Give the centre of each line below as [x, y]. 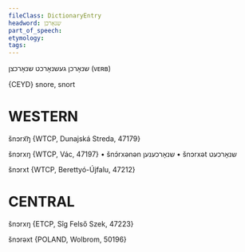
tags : [17, 45]
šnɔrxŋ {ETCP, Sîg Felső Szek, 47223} [71, 224]
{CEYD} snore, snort [42, 85]
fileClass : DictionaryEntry [55, 16]
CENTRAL [41, 202]
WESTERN [43, 117]
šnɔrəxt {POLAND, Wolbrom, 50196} [68, 239]
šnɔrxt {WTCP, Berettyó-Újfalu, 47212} [72, 170]
